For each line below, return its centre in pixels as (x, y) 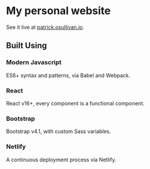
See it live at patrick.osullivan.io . (45, 27)
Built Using (26, 46)
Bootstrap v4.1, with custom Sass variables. (59, 131)
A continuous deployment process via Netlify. (61, 160)
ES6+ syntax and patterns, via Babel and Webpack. (68, 75)
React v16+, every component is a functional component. (75, 103)
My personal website (59, 11)
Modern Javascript (34, 62)
